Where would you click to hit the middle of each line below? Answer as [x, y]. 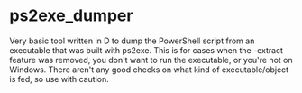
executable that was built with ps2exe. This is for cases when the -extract [146, 50]
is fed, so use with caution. [59, 79]
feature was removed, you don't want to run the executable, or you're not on [151, 60]
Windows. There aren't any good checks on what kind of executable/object [149, 70]
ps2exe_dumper [71, 16]
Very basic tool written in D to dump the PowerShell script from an [132, 41]
